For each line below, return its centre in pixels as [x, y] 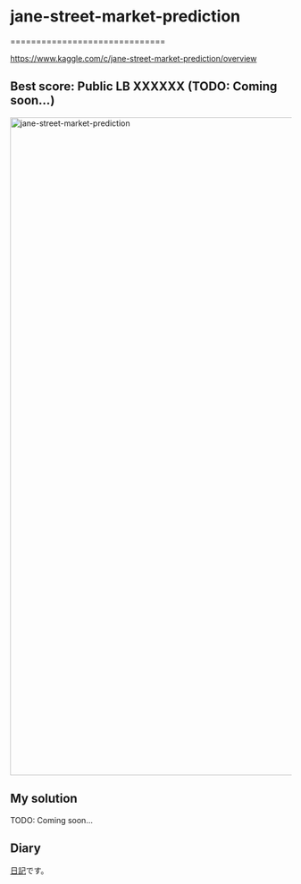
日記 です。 [29, 871]
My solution [44, 799]
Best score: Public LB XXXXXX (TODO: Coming [144, 87]
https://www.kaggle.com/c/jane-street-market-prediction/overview [134, 58]
